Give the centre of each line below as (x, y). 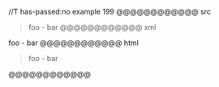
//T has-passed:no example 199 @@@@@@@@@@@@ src (110, 12)
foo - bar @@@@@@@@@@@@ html (74, 43)
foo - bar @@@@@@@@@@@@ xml (92, 27)
